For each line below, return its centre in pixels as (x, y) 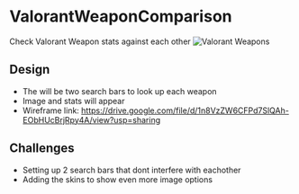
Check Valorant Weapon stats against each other (100, 41)
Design (30, 70)
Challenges (42, 149)
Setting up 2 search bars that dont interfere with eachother (131, 170)
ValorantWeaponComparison (121, 17)
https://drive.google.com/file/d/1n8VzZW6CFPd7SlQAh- (185, 110)
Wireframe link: (50, 110)
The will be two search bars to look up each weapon (120, 91)
